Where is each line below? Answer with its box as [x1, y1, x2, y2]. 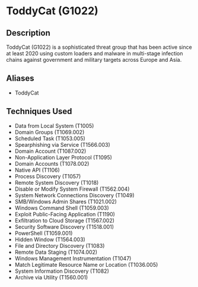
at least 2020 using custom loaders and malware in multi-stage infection [6, 50, 183, 57]
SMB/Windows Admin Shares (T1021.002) [14, 198, 117, 205]
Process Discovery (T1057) [14, 172, 81, 179]
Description [6, 28, 50, 38]
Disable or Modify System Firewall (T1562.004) [14, 185, 130, 193]
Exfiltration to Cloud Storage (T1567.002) [14, 217, 114, 224]
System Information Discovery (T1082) [14, 267, 110, 275]
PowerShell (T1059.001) [14, 229, 73, 236]
